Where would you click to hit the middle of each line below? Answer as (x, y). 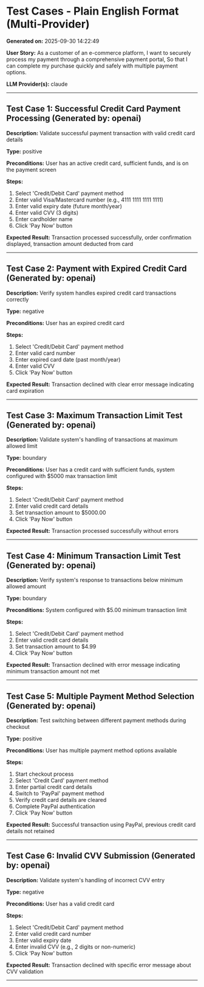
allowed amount (26, 586)
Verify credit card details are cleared (61, 800)
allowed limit (22, 446)
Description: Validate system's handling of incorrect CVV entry (86, 880)
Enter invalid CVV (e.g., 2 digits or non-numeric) (75, 947)
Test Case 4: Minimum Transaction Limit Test (93, 556)
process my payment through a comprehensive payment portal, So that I (97, 59)
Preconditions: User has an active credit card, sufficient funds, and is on (98, 163)
